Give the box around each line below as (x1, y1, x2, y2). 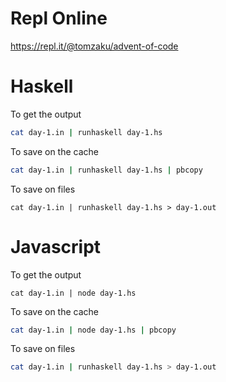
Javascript (10, 235, 102, 258)
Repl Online (10, 7, 108, 30)
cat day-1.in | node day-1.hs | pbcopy (10, 325, 177, 335)
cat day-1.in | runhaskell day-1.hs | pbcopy (10, 165, 203, 175)
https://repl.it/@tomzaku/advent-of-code (10, 40, 179, 52)
